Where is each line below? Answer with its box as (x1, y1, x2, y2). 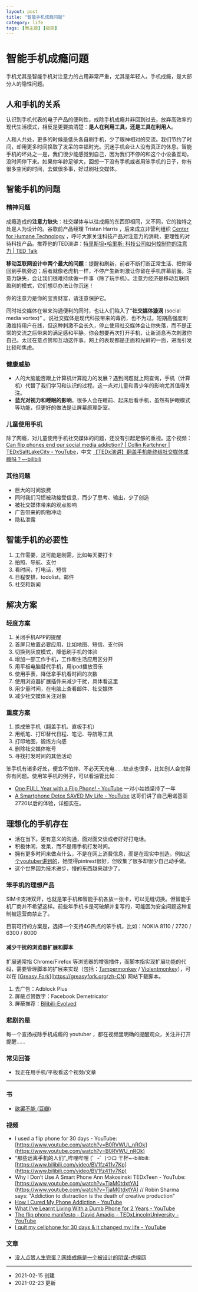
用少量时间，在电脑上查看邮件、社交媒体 (14, 685, 113, 693)
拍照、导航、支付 (14, 559, 57, 566)
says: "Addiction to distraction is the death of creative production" (14, 1192, 176, 1199)
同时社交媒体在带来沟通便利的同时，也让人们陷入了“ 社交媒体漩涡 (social (6, 307, 181, 314)
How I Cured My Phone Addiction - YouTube (14, 1198, 123, 1205)
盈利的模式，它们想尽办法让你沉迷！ (6, 282, 94, 289)
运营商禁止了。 (16, 910, 53, 917)
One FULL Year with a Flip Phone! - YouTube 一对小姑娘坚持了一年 (14, 785, 176, 792)
